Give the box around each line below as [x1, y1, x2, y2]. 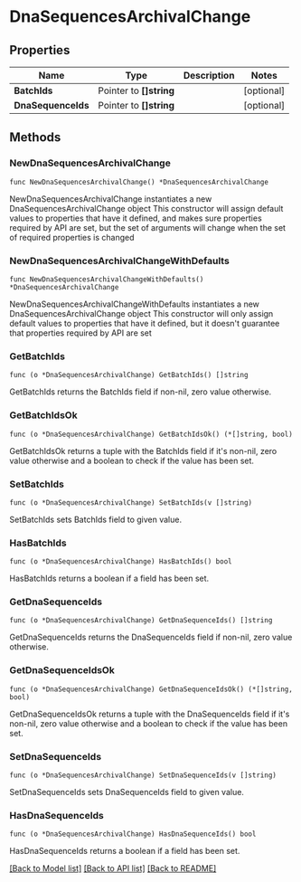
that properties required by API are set [9, 327, 152, 338]
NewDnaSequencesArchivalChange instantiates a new [9, 193, 212, 204]
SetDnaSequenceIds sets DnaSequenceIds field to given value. [9, 787, 244, 798]
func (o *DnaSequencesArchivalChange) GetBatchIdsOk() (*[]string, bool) [9, 430, 294, 439]
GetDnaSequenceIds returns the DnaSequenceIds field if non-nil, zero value [9, 631, 293, 643]
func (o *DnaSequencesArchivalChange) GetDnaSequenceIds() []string [9, 616, 273, 625]
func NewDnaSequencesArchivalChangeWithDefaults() [9, 274, 204, 284]
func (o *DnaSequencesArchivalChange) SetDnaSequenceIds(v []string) [9, 771, 277, 780]
